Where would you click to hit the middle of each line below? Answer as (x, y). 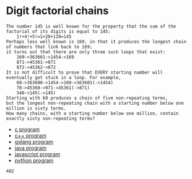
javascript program (37, 154)
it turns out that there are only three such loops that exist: (86, 52)
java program (30, 148)
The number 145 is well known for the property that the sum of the (91, 26)
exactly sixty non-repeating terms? (50, 118)
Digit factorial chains (57, 11)
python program (34, 160)
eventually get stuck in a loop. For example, (64, 77)
